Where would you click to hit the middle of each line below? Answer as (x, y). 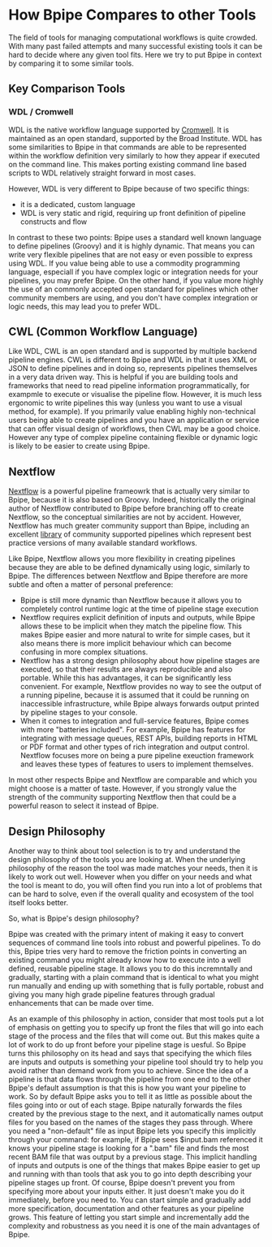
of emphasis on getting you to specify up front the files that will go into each (136, 1028)
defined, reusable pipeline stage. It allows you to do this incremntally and (131, 969)
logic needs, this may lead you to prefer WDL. (85, 306)
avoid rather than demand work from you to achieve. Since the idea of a (129, 1071)
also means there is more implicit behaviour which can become (126, 644)
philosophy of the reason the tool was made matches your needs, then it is (133, 868)
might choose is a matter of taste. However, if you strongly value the (123, 788)
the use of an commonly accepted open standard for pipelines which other (133, 289)
